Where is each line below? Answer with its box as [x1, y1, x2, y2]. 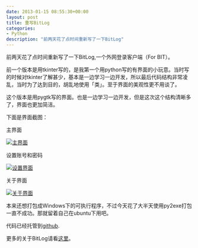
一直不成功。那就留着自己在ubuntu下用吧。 [6, 209, 112, 216]
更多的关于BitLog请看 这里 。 [6, 235, 74, 241]
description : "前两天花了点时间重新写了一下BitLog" [6, 36, 124, 42]
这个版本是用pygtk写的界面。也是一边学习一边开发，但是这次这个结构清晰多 [6, 93, 191, 101]
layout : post [6, 14, 39, 20]
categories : [6, 25, 36, 32]
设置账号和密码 [6, 152, 43, 158]
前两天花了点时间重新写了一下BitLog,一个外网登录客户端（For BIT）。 [6, 54, 174, 60]
